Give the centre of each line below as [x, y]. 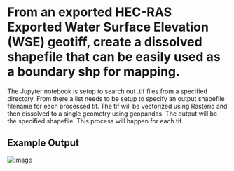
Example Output [43, 143]
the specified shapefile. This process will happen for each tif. [95, 121]
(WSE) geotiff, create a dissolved [105, 42]
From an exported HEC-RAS [90, 12]
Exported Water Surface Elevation [108, 27]
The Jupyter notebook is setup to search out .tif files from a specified [108, 91]
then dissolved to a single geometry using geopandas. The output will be [112, 114]
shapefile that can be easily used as [114, 57]
